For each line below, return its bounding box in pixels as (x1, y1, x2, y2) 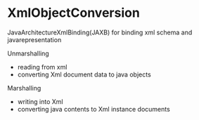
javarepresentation (7, 35, 62, 44)
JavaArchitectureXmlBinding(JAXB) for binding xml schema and (7, 28, 193, 36)
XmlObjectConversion (7, 5, 141, 21)
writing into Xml (17, 97, 63, 106)
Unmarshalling (7, 49, 49, 58)
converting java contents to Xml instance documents (17, 105, 170, 113)
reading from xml (17, 62, 68, 71)
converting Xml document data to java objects (17, 70, 151, 79)
